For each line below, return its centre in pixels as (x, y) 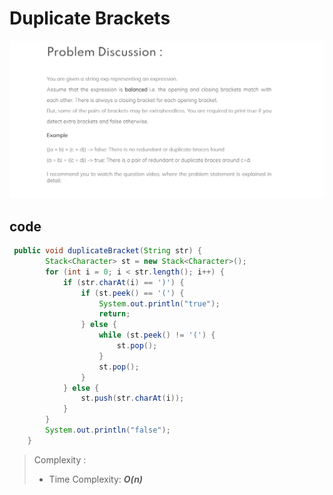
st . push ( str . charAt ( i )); (132, 398)
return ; (114, 314)
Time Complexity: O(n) (96, 479)
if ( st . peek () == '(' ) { (132, 293)
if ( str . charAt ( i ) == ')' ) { (123, 282)
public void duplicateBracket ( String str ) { (107, 251)
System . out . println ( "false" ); (108, 430)
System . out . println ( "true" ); (159, 303)
